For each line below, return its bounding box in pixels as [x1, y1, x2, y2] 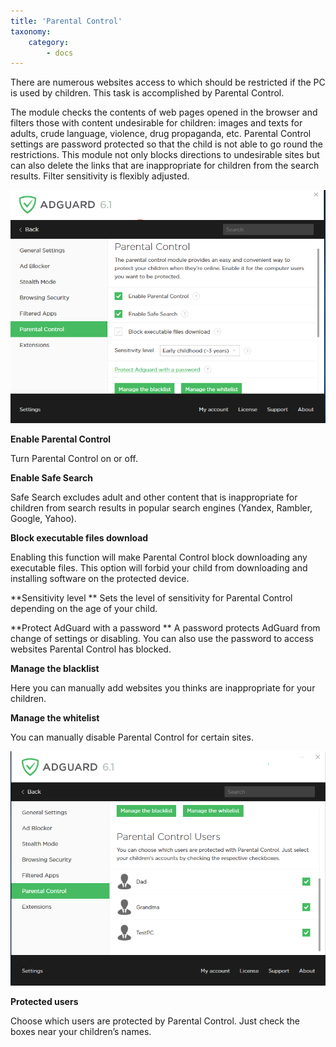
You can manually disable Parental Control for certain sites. [10, 731, 254, 744]
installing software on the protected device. [10, 573, 190, 585]
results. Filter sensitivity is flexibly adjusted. [10, 170, 190, 182]
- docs [46, 48, 74, 58]
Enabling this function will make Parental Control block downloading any [10, 551, 308, 564]
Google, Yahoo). [10, 513, 77, 525]
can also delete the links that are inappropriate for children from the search [10, 160, 320, 172]
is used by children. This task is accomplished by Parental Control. [10, 87, 285, 99]
